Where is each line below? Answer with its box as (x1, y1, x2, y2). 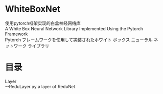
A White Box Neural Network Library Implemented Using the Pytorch (5, 25, 143, 31)
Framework (5, 31, 28, 37)
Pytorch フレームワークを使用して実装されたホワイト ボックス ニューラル (5, 37, 153, 43)
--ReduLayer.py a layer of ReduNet (5, 83, 75, 89)
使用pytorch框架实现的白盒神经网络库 (5, 20, 81, 26)
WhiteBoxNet (5, 3, 61, 15)
